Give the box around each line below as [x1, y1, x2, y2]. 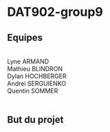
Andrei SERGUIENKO [7, 79, 67, 87]
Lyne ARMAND [7, 57, 49, 66]
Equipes [7, 32, 43, 44]
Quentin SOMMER [7, 87, 58, 95]
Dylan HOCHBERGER [7, 72, 67, 80]
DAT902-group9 [7, 4, 103, 20]
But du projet [7, 114, 64, 126]
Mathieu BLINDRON [7, 65, 63, 73]
